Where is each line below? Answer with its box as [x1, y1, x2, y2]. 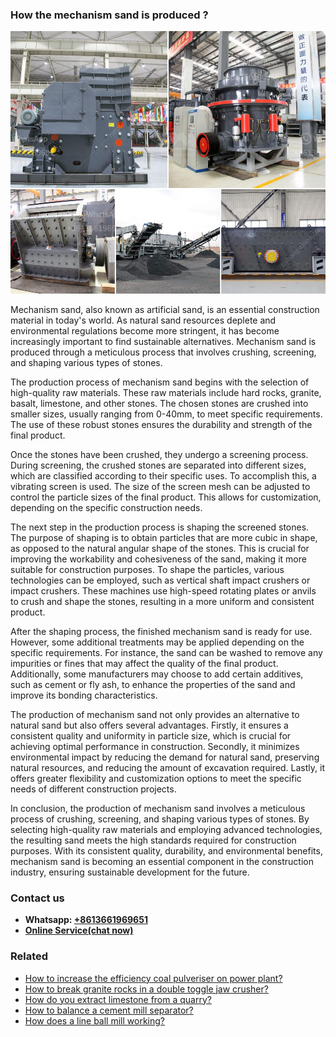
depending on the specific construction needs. [10, 501, 203, 513]
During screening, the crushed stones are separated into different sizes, [10, 459, 307, 471]
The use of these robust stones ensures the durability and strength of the [10, 418, 313, 430]
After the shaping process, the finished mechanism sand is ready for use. [10, 625, 313, 637]
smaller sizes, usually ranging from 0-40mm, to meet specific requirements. [10, 408, 323, 420]
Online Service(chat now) [24, 924, 134, 937]
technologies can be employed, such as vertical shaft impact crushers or [10, 574, 311, 586]
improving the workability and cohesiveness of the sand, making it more [10, 553, 307, 565]
